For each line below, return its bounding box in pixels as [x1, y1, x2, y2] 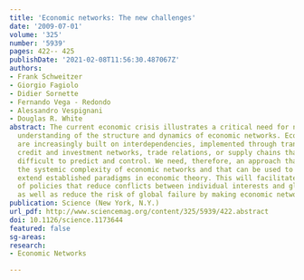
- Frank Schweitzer [9, 72, 83, 82]
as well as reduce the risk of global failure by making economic [17, 190, 273, 199]
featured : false [9, 224, 71, 233]
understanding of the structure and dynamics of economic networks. [17, 131, 281, 140]
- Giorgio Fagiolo [9, 81, 79, 90]
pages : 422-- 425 [9, 47, 75, 56]
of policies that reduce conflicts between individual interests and [17, 182, 285, 191]
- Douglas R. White [9, 114, 83, 123]
